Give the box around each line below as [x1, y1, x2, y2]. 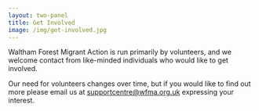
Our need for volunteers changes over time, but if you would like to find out [8, 79, 251, 88]
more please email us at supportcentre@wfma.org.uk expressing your [8, 88, 234, 97]
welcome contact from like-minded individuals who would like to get [8, 55, 229, 65]
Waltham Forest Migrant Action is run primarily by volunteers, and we [8, 48, 232, 57]
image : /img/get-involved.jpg [8, 26, 108, 34]
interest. [8, 95, 35, 106]
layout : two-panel [8, 11, 68, 20]
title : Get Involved [8, 19, 76, 27]
